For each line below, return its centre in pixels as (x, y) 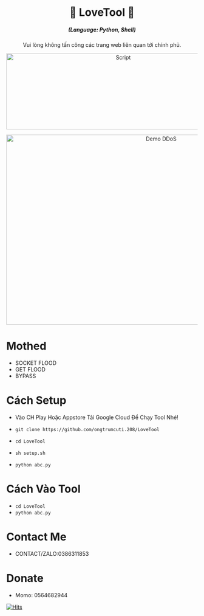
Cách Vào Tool (43, 489)
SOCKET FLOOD (36, 363)
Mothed (26, 346)
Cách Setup (36, 400)
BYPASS (25, 376)
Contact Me (36, 537)
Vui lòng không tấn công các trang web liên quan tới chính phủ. (102, 45)
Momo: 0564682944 (41, 595)
